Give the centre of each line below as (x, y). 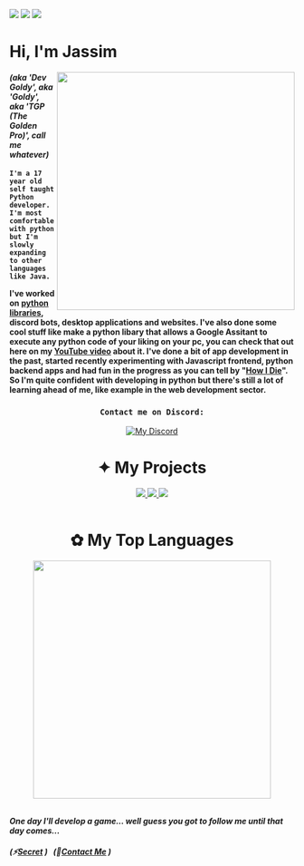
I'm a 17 (26, 174)
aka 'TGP (27, 106)
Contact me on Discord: (152, 412)
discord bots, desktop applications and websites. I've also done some (143, 323)
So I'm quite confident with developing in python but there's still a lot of (147, 380)
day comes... (35, 831)
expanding (28, 253)
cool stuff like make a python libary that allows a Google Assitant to (138, 332)
